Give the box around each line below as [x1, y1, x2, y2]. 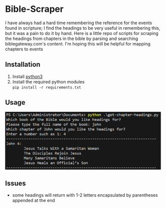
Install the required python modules [12, 79, 85, 84]
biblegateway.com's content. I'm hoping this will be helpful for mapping [5, 41, 151, 46]
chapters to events [5, 46, 43, 52]
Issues [5, 179, 26, 187]
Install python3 [12, 73, 43, 80]
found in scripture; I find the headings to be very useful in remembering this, [5, 25, 161, 31]
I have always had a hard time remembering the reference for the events [5, 20, 152, 26]
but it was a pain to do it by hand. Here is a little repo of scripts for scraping [5, 30, 159, 36]
